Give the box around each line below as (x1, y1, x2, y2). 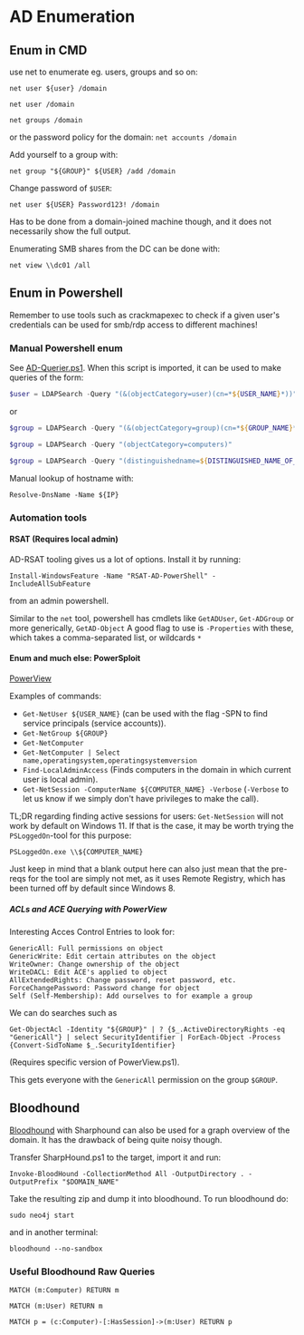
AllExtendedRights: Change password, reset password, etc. (9, 975, 237, 985)
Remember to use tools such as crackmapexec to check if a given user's (9, 309, 280, 320)
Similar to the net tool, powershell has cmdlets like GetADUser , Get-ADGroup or (9, 612, 294, 623)
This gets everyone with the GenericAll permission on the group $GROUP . (9, 1074, 279, 1085)
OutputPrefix (9, 1177, 59, 1186)
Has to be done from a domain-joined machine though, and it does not (9, 216, 272, 227)
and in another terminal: (9, 1226, 99, 1237)
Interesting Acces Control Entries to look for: (9, 926, 175, 937)
